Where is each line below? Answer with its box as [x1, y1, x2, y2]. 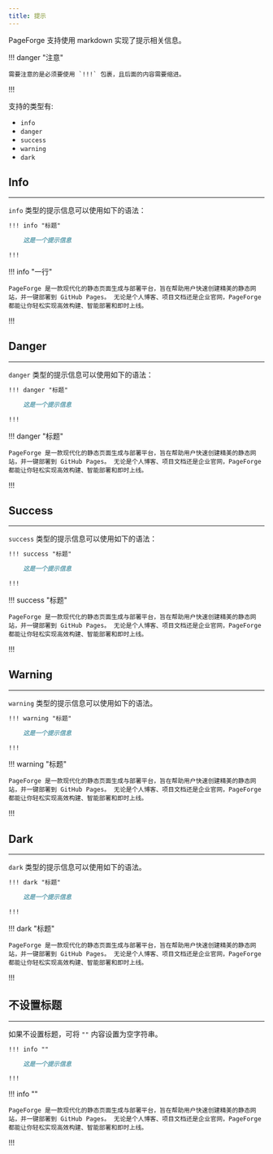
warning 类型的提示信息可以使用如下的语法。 [8, 698, 158, 707]
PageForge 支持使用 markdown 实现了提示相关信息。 [8, 35, 186, 45]
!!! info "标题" [8, 222, 61, 230]
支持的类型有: [8, 101, 54, 110]
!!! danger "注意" [8, 52, 63, 62]
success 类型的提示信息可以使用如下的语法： [8, 534, 158, 544]
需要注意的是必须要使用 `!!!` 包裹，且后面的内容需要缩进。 [8, 70, 185, 78]
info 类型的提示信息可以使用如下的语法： [8, 205, 146, 215]
